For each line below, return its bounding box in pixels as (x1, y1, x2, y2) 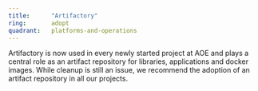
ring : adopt (8, 19, 69, 27)
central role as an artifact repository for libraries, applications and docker (8, 57, 249, 66)
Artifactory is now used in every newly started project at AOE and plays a (8, 49, 249, 58)
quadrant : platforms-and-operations (8, 26, 137, 34)
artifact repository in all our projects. (8, 73, 129, 84)
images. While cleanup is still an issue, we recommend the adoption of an (8, 65, 250, 75)
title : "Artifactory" (8, 11, 98, 20)
